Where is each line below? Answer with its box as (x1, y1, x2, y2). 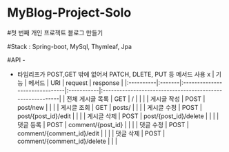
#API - (7, 55, 26, 64)
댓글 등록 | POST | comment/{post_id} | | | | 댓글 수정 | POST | (17, 120, 190, 129)
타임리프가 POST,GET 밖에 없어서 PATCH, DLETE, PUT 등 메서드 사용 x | (17, 70, 215, 78)
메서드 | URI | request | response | (28, 78, 123, 87)
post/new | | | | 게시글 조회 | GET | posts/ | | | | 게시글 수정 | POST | (17, 103, 202, 111)
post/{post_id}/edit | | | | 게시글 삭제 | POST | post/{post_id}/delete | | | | (17, 112, 219, 120)
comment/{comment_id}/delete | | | (17, 137, 118, 145)
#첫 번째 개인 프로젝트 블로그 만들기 (7, 28, 103, 37)
